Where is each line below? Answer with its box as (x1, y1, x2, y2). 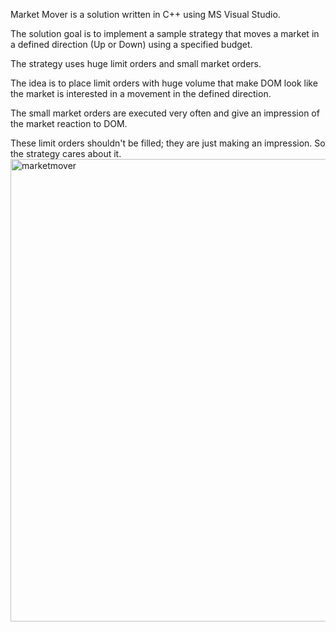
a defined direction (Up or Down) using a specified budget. (10, 39, 253, 50)
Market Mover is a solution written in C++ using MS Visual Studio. (10, 9, 281, 20)
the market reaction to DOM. (10, 118, 128, 129)
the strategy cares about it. (10, 148, 122, 159)
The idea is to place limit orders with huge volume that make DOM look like (10, 77, 318, 89)
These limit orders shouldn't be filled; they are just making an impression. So (10, 137, 326, 149)
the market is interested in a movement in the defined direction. (10, 88, 272, 99)
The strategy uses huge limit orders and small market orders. (10, 58, 262, 69)
